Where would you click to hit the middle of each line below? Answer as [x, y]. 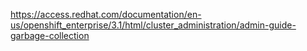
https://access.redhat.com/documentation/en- [106, 14]
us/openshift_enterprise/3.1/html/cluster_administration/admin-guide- [153, 25]
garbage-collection [50, 35]
